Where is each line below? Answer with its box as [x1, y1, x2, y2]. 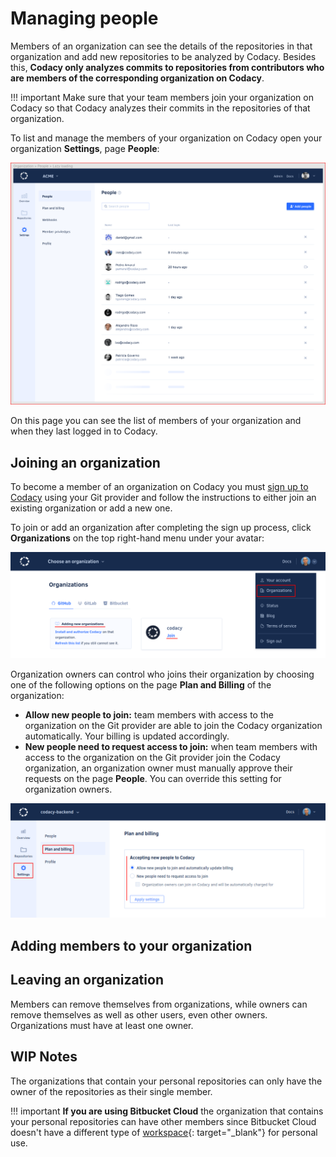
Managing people [10, 7, 159, 30]
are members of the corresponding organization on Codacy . [10, 72, 265, 84]
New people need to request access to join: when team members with [24, 741, 318, 753]
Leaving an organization [10, 972, 164, 989]
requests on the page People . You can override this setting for [24, 773, 282, 785]
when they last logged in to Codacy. [10, 425, 158, 437]
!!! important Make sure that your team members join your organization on [10, 91, 314, 103]
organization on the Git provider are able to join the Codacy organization [24, 720, 323, 732]
